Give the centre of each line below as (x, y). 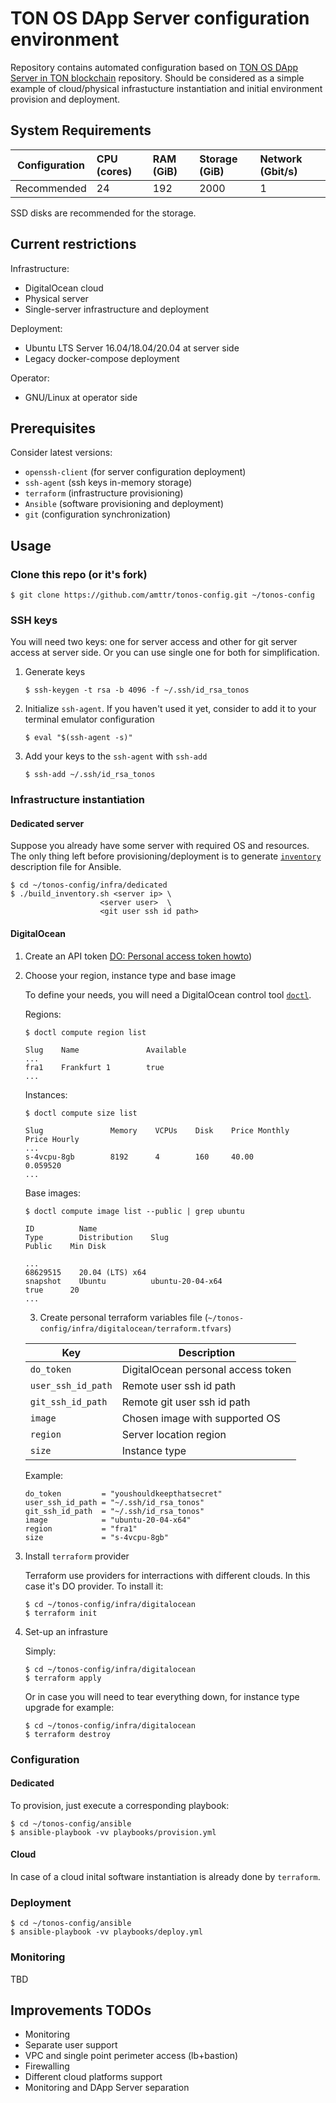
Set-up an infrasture (66, 1631)
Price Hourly (52, 1139)
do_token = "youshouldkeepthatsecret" (123, 1493)
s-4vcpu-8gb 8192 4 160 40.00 (139, 1157)
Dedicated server (47, 823)
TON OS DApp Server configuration (160, 18)
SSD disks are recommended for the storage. (103, 213)
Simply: (40, 1651)
